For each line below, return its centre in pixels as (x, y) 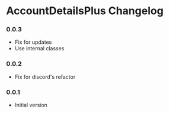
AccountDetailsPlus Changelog (85, 11)
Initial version (31, 105)
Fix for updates (33, 42)
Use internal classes (39, 49)
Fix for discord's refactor (45, 77)
